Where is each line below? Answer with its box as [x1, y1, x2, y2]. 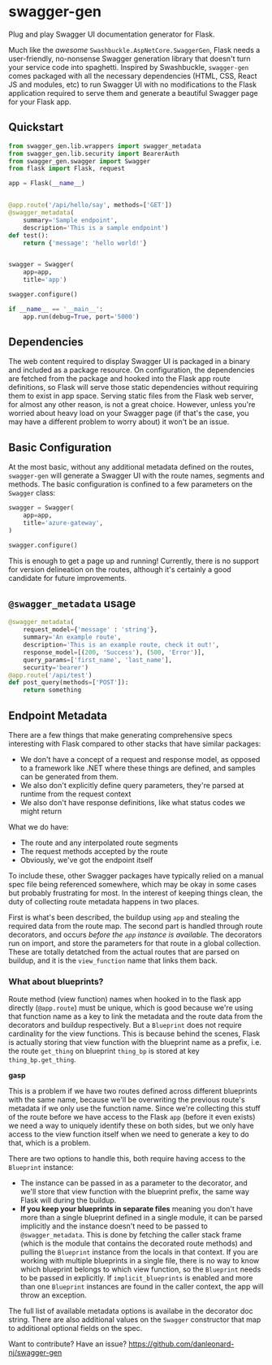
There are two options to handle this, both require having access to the [8, 1154, 246, 1163]
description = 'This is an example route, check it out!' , [23, 641, 220, 649]
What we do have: [8, 822, 69, 831]
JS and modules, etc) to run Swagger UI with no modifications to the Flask [8, 80, 257, 89]
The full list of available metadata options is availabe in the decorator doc [8, 1306, 253, 1316]
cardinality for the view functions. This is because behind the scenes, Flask [8, 1029, 261, 1038]
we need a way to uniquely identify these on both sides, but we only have [8, 1120, 254, 1131]
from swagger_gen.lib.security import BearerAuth [8, 149, 180, 158]
